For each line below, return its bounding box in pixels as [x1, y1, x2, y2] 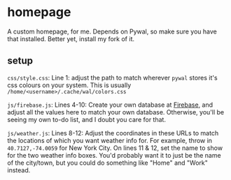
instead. [7, 165, 31, 174]
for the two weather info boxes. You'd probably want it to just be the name [7, 151, 222, 159]
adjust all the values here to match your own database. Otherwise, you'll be [7, 107, 225, 116]
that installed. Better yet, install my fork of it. [7, 34, 135, 43]
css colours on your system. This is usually [7, 81, 132, 89]
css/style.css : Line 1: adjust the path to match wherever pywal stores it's [7, 73, 218, 82]
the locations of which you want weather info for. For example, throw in [7, 136, 212, 144]
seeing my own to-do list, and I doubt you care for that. [7, 115, 167, 123]
